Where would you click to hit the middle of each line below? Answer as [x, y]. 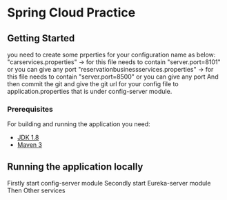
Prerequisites [30, 109]
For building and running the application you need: [79, 124]
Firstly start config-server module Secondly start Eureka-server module [109, 183]
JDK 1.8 [28, 138]
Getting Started [41, 38]
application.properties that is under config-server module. [90, 91]
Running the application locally [75, 167]
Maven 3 [30, 145]
